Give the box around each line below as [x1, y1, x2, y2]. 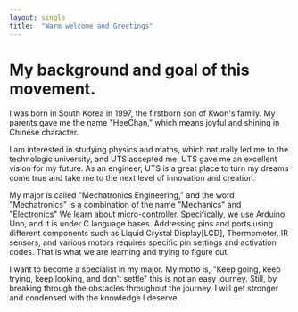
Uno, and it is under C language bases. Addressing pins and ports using [9, 218, 274, 229]
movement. [9, 78, 96, 99]
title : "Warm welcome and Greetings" [9, 21, 153, 30]
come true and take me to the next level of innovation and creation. [9, 173, 256, 184]
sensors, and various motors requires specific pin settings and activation [9, 237, 277, 248]
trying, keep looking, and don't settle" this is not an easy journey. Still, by [9, 274, 277, 284]
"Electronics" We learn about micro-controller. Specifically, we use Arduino [9, 209, 286, 219]
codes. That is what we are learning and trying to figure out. [9, 247, 230, 258]
